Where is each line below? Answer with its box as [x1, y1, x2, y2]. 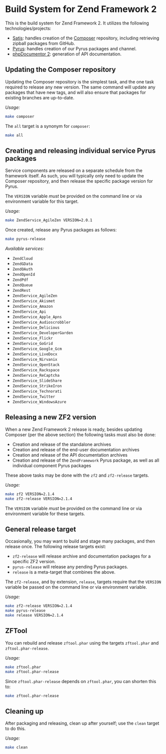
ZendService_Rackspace [12, 368, 60, 373]
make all [5, 132, 23, 138]
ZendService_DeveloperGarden [12, 331, 73, 336]
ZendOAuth [12, 267, 33, 272]
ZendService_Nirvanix [12, 357, 57, 362]
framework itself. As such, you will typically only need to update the [5, 173, 144, 179]
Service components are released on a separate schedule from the [5, 167, 143, 173]
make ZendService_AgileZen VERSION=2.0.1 [5, 218, 93, 223]
